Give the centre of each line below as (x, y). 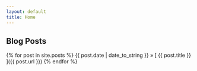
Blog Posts (26, 41)
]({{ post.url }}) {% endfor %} (42, 62)
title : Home (21, 17)
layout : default (26, 12)
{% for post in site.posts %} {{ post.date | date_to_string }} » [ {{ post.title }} (99, 55)
